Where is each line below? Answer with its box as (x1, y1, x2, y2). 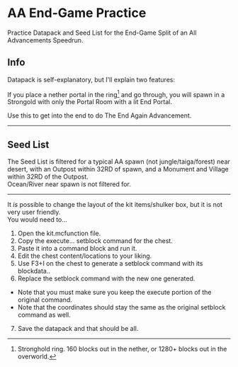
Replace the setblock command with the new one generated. (17, 274, 195, 283)
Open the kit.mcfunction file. (17, 229, 101, 238)
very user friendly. (7, 208, 61, 217)
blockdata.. (17, 267, 51, 276)
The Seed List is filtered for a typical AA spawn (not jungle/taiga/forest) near (7, 157, 230, 166)
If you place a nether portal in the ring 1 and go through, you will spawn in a (7, 89, 225, 98)
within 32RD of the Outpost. (7, 172, 89, 181)
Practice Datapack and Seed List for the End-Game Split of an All (7, 28, 197, 37)
